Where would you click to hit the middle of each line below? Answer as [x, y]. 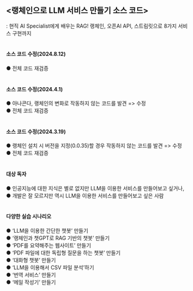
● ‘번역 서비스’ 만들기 [31, 275]
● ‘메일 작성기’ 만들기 [31, 282]
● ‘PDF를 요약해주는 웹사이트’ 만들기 [49, 245]
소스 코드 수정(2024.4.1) [34, 89]
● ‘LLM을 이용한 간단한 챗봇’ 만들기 [47, 230]
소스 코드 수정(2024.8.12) [36, 54]
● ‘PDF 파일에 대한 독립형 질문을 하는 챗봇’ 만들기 [63, 253]
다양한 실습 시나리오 [29, 216]
